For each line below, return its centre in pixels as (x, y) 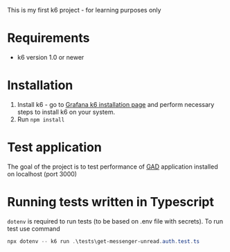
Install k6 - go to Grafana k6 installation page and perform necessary (116, 104)
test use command (34, 228)
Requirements (48, 38)
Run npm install (41, 119)
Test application (54, 148)
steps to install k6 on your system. (66, 112)
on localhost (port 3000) (42, 174)
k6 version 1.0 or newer (51, 57)
